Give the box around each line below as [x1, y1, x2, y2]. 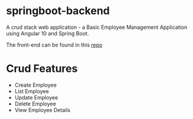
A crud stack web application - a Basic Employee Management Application [6, 24, 188, 31]
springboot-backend [6, 4, 110, 18]
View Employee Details [14, 106, 71, 113]
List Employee [14, 87, 49, 95]
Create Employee [14, 81, 57, 88]
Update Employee [14, 94, 58, 101]
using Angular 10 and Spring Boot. [6, 29, 89, 37]
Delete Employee [14, 100, 56, 107]
